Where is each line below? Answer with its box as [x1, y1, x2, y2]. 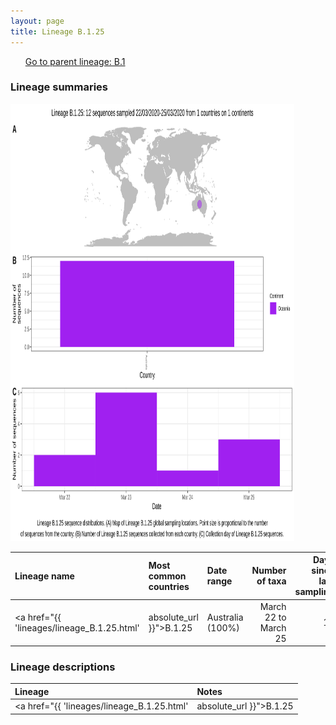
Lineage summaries [10, 80, 109, 94]
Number [251, 565, 287, 577]
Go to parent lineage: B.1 [24, 55, 126, 67]
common [148, 570, 187, 582]
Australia [206, 611, 244, 623]
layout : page [10, 16, 65, 26]
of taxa [256, 575, 287, 587]
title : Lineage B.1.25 [10, 26, 105, 37]
